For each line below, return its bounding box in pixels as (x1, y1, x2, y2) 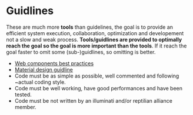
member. (14, 103, 36, 110)
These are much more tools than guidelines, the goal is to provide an (6, 23, 174, 31)
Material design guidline (14, 66, 74, 73)
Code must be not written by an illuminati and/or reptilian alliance (14, 97, 172, 104)
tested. (14, 91, 32, 98)
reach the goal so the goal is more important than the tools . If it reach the (6, 42, 187, 49)
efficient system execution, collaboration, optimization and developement (6, 29, 184, 36)
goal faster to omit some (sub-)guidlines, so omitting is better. (6, 48, 156, 55)
